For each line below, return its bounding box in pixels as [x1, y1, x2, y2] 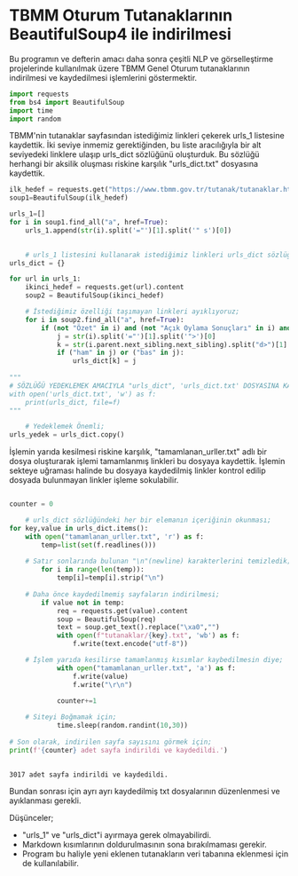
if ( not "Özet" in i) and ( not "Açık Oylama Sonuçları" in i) [41, 323, 276, 333]
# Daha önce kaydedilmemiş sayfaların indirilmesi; [25, 589, 220, 599]
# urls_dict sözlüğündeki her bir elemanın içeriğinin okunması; [25, 516, 272, 525]
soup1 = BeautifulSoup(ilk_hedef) [9, 193, 129, 202]
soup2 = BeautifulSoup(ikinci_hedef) [25, 291, 165, 300]
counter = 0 [9, 500, 53, 509]
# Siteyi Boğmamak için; [25, 713, 117, 722]
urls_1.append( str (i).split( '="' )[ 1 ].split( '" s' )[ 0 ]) [25, 225, 232, 235]
